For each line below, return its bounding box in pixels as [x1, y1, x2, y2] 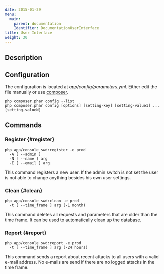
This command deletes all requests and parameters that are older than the [5, 212, 158, 218]
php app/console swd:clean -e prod [5, 198, 79, 204]
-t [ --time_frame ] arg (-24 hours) [9, 245, 88, 250]
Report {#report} [5, 229, 47, 236]
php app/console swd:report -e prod [5, 241, 81, 246]
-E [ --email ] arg [9, 160, 50, 165]
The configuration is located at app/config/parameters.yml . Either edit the [5, 84, 157, 90]
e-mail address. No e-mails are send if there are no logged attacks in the [5, 259, 155, 265]
